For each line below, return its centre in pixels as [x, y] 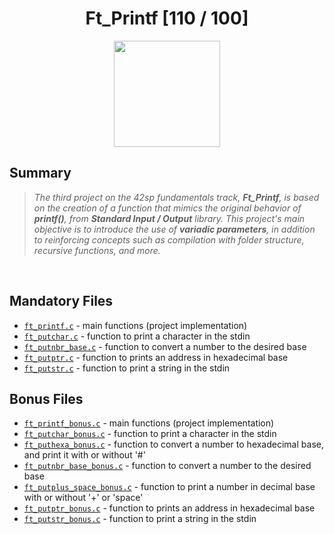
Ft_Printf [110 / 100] [167, 18]
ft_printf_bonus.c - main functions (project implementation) [149, 423]
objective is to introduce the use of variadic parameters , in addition [174, 229]
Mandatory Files [61, 301]
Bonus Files [46, 398]
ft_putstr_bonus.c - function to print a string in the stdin [140, 519]
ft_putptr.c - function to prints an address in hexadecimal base [156, 357]
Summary [40, 173]
